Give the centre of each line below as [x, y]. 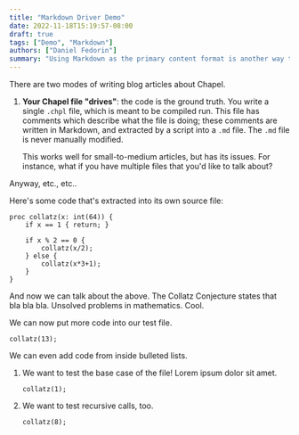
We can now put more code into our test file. [91, 323]
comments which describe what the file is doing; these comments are [149, 120]
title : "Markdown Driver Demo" [67, 17]
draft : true [31, 34]
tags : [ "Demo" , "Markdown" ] [61, 42]
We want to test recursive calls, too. [88, 406]
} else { [41, 256]
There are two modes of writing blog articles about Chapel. [117, 84]
